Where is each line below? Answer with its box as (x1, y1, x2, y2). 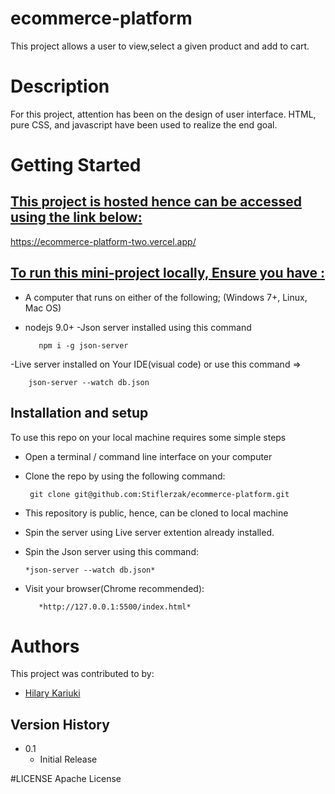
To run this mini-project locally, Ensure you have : (10, 265, 326, 282)
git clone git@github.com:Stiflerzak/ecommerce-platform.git (29, 489, 290, 499)
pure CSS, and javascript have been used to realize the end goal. (10, 118, 278, 131)
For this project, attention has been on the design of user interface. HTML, (10, 108, 317, 120)
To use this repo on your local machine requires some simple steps (10, 431, 287, 443)
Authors (10, 635, 80, 657)
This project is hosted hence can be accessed (10, 193, 302, 211)
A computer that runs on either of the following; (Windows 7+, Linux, (24, 291, 308, 303)
